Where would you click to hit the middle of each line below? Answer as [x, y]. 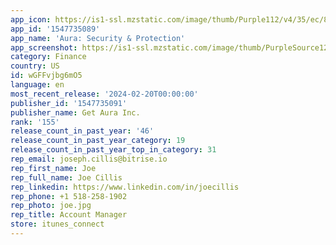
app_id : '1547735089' [55, 29]
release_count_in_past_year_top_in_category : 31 [113, 150]
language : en [37, 85]
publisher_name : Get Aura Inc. [75, 112]
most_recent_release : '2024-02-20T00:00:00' [104, 94]
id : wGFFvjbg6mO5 [46, 76]
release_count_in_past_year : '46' [82, 131]
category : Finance [48, 57]
